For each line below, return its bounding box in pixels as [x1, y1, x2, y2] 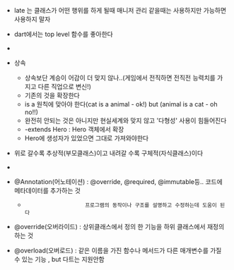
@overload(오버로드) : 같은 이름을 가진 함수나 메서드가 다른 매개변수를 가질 [13, 246, 222, 254]
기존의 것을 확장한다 [24, 91, 80, 99]
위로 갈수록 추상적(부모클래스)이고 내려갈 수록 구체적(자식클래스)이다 [13, 149, 204, 157]
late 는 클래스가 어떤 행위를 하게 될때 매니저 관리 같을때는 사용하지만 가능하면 [13, 6, 227, 14]
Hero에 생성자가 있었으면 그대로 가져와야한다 [24, 134, 149, 142]
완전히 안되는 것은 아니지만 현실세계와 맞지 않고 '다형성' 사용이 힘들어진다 [24, 116, 227, 125]
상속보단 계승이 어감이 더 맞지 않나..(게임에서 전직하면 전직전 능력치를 [24, 73, 216, 82]
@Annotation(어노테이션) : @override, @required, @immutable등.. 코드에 [13, 178, 223, 185]
